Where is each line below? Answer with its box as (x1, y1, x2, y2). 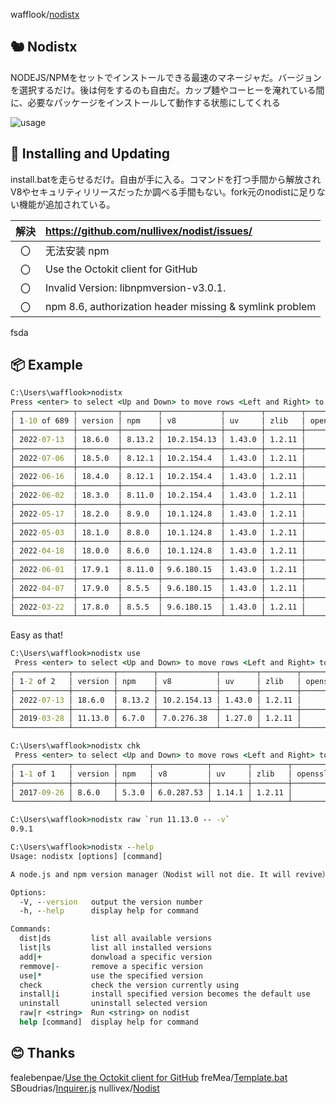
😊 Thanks (10, 1045, 76, 1062)
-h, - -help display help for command (19, 906, 199, 916)
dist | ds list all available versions (19, 934, 213, 944)
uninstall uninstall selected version (19, 999, 208, 1009)
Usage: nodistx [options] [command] (10, 851, 163, 861)
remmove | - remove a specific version (19, 961, 203, 971)
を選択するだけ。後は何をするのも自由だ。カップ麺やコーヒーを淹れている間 (10, 84, 325, 96)
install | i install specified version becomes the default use (19, 989, 311, 999)
